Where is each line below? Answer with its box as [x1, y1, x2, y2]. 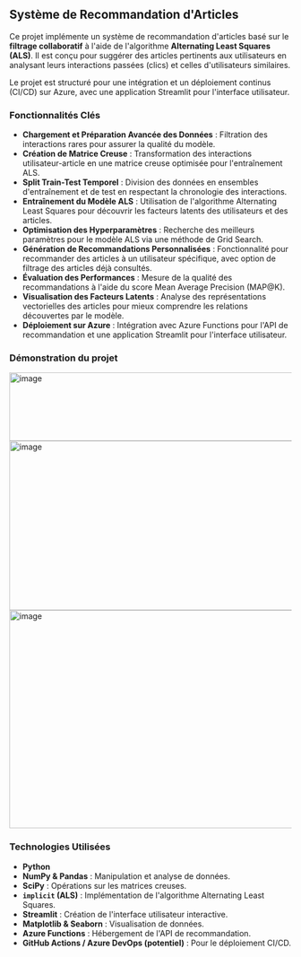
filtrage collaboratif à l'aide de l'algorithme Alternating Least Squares [9, 40, 271, 51]
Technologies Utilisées [9, 840, 111, 853]
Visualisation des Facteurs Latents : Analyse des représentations [21, 291, 267, 302]
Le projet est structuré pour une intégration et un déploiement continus [9, 76, 271, 88]
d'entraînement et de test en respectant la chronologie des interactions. [21, 187, 288, 197]
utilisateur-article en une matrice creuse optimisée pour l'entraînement [21, 158, 283, 169]
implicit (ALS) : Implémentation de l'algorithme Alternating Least [21, 890, 265, 900]
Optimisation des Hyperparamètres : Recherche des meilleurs [21, 224, 255, 236]
